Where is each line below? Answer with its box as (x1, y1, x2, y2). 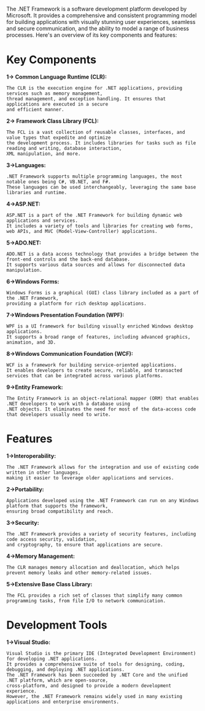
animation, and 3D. (6, 339, 56, 345)
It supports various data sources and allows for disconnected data (6, 261, 185, 268)
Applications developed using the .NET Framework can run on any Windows (6, 497, 199, 503)
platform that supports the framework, (6, 503, 109, 509)
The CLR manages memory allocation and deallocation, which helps (6, 564, 180, 570)
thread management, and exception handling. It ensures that (6, 95, 166, 102)
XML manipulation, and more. (6, 151, 81, 157)
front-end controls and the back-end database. (6, 256, 131, 262)
